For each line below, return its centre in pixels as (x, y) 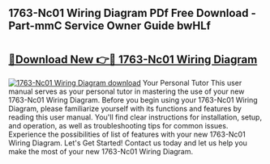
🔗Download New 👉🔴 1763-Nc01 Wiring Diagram (133, 59)
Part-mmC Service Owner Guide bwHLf (109, 26)
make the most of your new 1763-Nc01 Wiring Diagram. (101, 151)
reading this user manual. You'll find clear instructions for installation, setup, (135, 117)
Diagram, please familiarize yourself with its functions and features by (125, 109)
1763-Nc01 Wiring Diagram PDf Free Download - (133, 13)
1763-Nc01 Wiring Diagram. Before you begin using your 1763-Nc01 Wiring (133, 100)
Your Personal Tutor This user (192, 83)
